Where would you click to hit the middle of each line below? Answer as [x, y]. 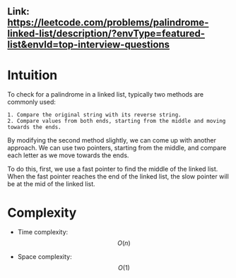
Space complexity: [45, 257]
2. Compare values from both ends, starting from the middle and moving [117, 121]
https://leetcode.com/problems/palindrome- [108, 23]
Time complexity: [43, 232]
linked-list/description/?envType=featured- [106, 34]
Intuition [33, 75]
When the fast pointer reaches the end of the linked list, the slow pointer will [118, 176]
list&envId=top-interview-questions [89, 45]
